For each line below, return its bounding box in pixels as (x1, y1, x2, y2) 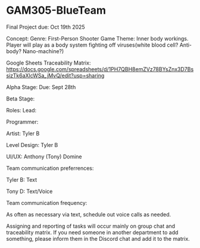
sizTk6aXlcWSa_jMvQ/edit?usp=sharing (6, 72, 105, 79)
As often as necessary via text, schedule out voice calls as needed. (6, 210, 171, 218)
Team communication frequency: (6, 199, 87, 206)
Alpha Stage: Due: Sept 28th (6, 83, 76, 90)
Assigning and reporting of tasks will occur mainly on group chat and (6, 222, 176, 229)
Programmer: (6, 118, 39, 125)
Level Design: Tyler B (6, 141, 58, 148)
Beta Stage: (6, 95, 35, 102)
